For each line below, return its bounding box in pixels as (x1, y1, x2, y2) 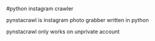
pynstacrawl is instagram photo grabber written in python (6, 17, 149, 23)
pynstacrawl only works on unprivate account (6, 28, 120, 35)
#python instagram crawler (6, 5, 74, 12)
